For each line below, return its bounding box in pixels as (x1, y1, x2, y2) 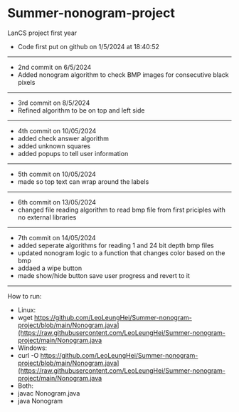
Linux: (17, 305, 36, 314)
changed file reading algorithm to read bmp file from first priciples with (17, 205, 225, 214)
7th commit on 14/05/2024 (17, 233, 96, 242)
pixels (17, 78, 36, 86)
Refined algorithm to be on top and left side (17, 105, 145, 115)
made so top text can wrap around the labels (17, 177, 149, 186)
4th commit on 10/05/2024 (17, 126, 97, 135)
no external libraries (17, 212, 77, 222)
